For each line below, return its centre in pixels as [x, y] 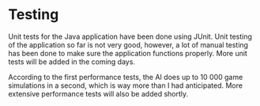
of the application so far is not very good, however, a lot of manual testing [128, 44]
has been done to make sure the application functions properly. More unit [128, 53]
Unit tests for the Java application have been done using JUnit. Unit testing [130, 36]
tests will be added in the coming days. [72, 62]
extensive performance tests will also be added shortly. [98, 93]
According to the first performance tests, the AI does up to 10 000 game [126, 77]
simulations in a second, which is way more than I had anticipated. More [126, 85]
